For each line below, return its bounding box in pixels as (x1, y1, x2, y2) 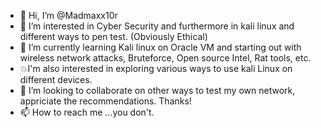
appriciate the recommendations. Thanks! (19, 95, 192, 107)
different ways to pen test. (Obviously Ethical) (19, 31, 208, 42)
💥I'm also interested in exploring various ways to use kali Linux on (19, 63, 293, 74)
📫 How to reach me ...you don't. (19, 106, 155, 118)
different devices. (19, 74, 93, 85)
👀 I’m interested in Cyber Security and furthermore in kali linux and (19, 20, 295, 32)
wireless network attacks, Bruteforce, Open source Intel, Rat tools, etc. (19, 52, 312, 64)
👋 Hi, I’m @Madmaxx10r (19, 10, 118, 21)
